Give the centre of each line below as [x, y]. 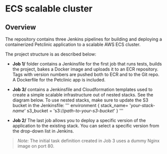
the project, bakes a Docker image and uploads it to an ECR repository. [85, 69]
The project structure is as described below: [51, 54]
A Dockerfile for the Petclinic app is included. [59, 80]
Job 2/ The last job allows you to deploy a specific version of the [79, 120]
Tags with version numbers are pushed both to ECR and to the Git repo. [86, 74]
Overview [21, 27]
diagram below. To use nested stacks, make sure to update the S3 [80, 100]
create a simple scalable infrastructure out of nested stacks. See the [83, 95]
